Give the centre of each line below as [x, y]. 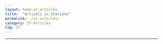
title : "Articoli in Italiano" [38, 14]
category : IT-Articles [28, 23]
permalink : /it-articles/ [32, 18]
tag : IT [13, 28]
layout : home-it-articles [31, 9]
